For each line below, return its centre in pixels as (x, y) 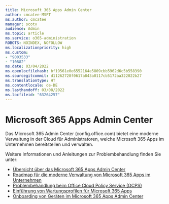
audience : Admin (22, 29)
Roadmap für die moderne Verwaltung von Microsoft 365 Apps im (81, 175)
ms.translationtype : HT (30, 80)
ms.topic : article (25, 33)
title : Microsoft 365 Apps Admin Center (49, 10)
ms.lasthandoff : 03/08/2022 (35, 90)
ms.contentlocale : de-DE (31, 85)
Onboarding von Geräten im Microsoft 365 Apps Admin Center (78, 196)
